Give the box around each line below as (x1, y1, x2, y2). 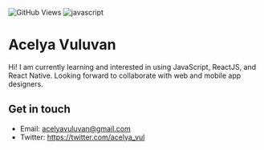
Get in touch (8, 103, 71, 116)
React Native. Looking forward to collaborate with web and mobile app (8, 71, 242, 80)
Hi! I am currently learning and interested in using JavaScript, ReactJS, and (8, 62, 257, 71)
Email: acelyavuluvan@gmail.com (19, 124, 131, 133)
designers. (8, 79, 44, 88)
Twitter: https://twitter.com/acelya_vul (19, 132, 145, 142)
